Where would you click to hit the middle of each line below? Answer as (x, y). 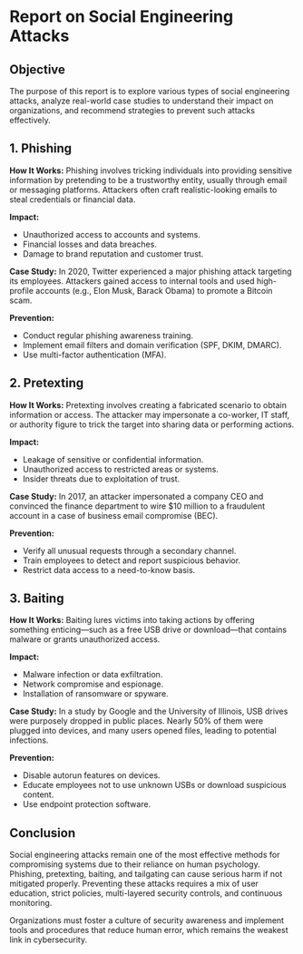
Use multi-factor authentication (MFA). (94, 355)
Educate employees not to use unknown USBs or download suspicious (155, 785)
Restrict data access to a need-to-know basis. (109, 569)
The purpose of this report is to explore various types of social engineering (150, 91)
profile (22, 290)
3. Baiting (37, 599)
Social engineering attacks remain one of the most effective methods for (145, 855)
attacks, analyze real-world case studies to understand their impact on (142, 101)
